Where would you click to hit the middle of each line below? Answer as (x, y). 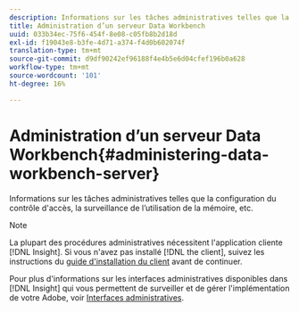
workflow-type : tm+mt (50, 68)
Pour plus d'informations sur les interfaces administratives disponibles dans (149, 278)
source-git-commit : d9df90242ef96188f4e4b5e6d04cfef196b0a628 (127, 59)
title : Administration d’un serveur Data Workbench (107, 26)
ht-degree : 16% (37, 84)
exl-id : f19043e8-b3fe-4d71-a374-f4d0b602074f (97, 42)
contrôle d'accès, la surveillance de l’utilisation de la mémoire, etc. (131, 208)
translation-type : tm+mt (55, 51)
